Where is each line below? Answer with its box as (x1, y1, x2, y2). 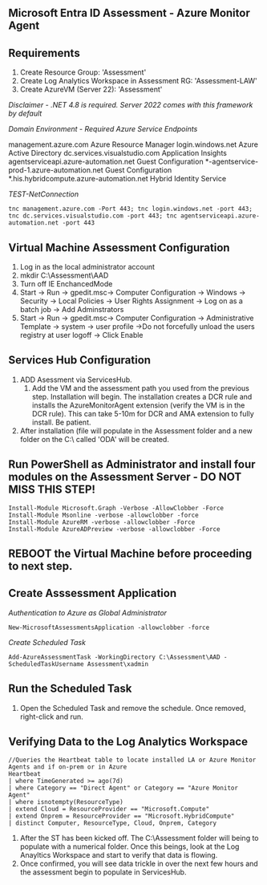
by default (8, 108, 42, 119)
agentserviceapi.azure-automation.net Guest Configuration (8, 156, 204, 167)
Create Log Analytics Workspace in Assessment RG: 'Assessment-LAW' (19, 76, 258, 86)
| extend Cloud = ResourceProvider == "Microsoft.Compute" (8, 806, 210, 814)
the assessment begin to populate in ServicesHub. (19, 867, 187, 877)
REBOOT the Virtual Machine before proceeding (8, 547, 253, 561)
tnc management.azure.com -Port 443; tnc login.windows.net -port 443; (8, 205, 253, 213)
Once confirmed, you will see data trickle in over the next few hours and (19, 859, 258, 869)
